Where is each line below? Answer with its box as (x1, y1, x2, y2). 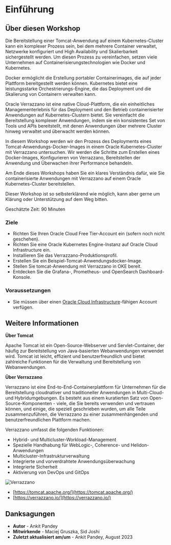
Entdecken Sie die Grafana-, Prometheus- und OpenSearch (12, 269, 138, 275)
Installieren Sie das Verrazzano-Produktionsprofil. (12, 252, 118, 258)
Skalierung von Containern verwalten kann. (5, 91, 96, 97)
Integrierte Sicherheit (12, 464, 58, 470)
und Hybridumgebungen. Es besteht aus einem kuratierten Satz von (5, 395, 148, 401)
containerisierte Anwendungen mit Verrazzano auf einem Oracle (5, 175, 141, 181)
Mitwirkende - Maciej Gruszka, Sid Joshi (12, 529, 100, 535)
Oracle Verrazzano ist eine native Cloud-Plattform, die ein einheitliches (5, 101, 155, 107)
